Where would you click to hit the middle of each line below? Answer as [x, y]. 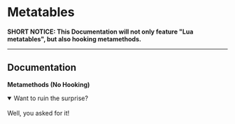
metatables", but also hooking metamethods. [74, 39]
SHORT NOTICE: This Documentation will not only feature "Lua [100, 32]
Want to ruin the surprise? [51, 98]
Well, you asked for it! [38, 113]
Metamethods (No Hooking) [49, 84]
